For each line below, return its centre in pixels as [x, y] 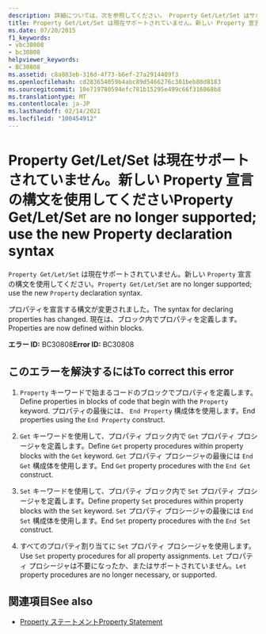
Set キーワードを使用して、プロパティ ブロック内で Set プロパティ [127, 491]
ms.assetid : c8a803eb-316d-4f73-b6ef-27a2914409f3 [93, 74]
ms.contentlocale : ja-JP [49, 104]
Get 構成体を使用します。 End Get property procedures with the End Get [135, 465]
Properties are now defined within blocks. [76, 328]
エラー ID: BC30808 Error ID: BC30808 [71, 344]
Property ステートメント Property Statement [91, 622]
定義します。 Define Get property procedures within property [145, 445]
